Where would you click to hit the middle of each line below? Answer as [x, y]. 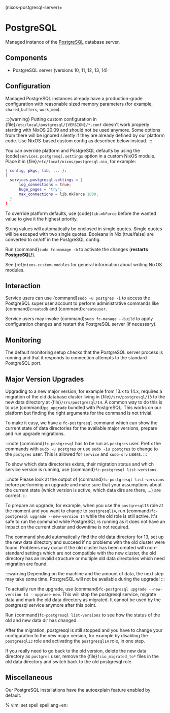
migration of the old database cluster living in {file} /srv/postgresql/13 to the [85, 397]
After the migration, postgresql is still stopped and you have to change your [84, 630]
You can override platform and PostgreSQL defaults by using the [73, 150]
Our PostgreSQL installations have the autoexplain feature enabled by [78, 690]
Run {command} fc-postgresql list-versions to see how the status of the [83, 615]
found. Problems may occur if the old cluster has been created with [76, 548]
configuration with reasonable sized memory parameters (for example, [79, 104]
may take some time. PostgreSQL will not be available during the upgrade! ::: [85, 579]
